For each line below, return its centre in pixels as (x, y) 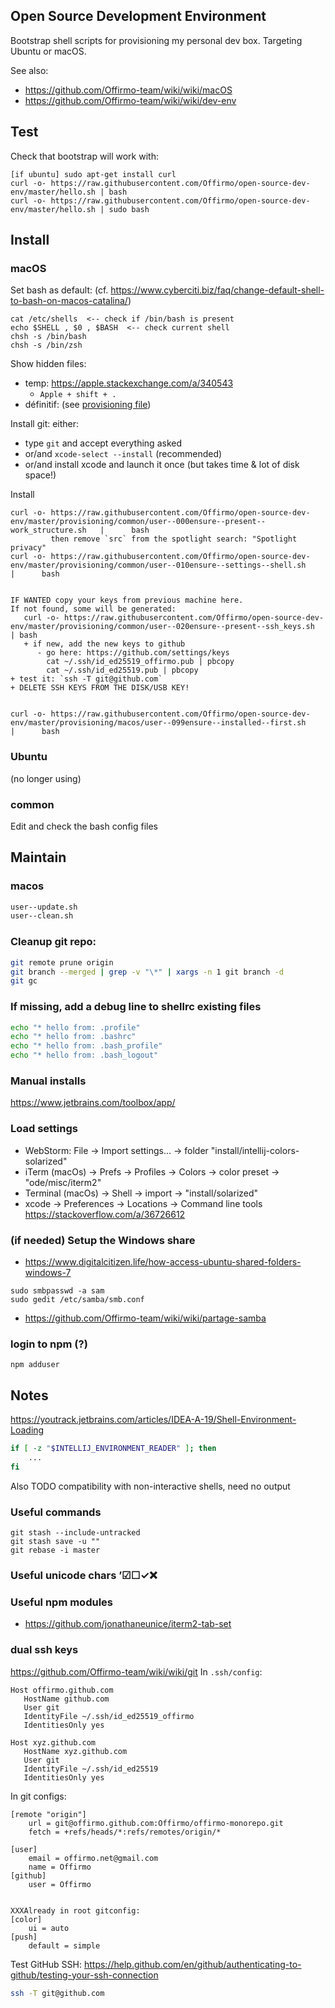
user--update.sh (44, 907)
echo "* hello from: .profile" (75, 1027)
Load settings (44, 1129)
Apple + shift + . (78, 395)
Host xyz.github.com (53, 1742)
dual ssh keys (44, 1650)
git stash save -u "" (55, 1541)
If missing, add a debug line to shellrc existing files (136, 1007)
